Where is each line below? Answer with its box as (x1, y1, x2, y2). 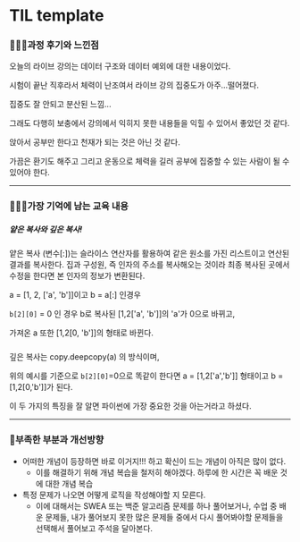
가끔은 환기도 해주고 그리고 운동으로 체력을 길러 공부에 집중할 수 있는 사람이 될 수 (9, 156, 290, 166)
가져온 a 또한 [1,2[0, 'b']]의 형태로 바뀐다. (9, 327, 154, 338)
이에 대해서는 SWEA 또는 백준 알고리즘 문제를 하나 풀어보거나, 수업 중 (35, 500, 278, 511)
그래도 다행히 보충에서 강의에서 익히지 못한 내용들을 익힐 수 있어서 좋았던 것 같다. (9, 118, 290, 129)
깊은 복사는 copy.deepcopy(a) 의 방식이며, (9, 351, 160, 362)
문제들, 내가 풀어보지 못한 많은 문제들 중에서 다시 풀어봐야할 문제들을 (45, 512, 284, 522)
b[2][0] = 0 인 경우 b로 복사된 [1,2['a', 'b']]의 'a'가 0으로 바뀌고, (9, 309, 236, 319)
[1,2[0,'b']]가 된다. (9, 382, 73, 393)
